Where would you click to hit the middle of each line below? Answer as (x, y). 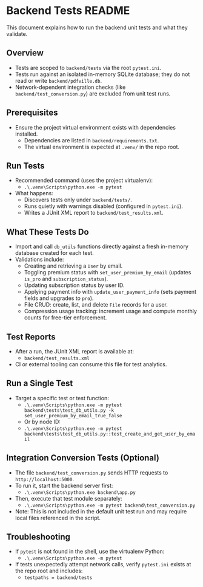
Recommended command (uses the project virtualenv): (84, 181)
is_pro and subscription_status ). (66, 279)
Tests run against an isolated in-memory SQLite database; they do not (102, 74)
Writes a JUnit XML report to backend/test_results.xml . (94, 213)
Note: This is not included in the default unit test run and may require (101, 511)
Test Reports (31, 337)
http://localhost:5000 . (45, 479)
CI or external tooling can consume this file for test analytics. (91, 364)
